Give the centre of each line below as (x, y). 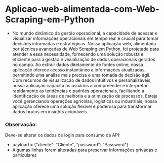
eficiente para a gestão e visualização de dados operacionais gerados (84, 59)
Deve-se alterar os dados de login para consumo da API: (63, 135)
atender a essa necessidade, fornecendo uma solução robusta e (78, 54)
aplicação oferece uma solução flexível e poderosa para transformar (82, 106)
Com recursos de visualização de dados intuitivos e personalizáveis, (82, 80)
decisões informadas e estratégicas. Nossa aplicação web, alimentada (84, 43)
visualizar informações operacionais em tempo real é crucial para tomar (85, 38)
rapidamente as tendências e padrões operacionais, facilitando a (78, 91)
